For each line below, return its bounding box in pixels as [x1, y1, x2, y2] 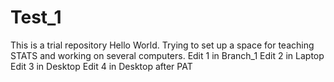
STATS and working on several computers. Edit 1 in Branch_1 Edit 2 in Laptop [10, 49, 325, 61]
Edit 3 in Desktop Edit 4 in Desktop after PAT [10, 60, 193, 72]
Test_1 [10, 6, 62, 29]
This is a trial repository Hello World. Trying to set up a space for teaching [10, 39, 315, 51]
